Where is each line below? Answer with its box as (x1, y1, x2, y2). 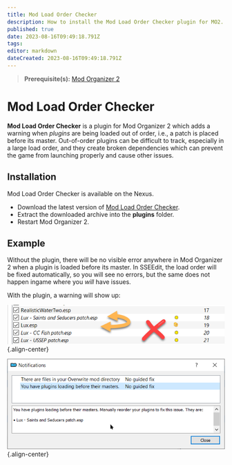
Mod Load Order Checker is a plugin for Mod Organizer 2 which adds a (7, 122, 211, 130)
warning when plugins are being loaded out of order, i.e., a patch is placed (7, 129, 219, 137)
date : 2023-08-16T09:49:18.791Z (7, 33, 100, 40)
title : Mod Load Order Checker (7, 11, 97, 18)
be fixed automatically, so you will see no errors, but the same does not (7, 270, 211, 279)
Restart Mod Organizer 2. (17, 218, 90, 226)
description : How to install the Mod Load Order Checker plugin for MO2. (7, 18, 224, 26)
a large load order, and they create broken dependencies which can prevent (7, 144, 223, 152)
